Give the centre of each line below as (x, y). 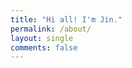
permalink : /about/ (51, 29)
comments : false (44, 47)
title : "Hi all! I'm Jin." (66, 19)
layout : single (42, 38)
